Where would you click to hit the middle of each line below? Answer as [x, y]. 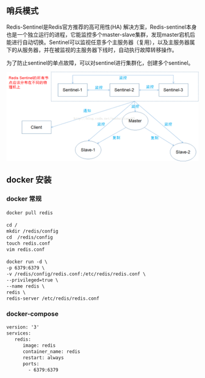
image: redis [39, 346]
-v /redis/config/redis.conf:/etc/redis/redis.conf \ [76, 274]
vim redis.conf [26, 250]
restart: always [43, 358]
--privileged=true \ [33, 280]
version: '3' [23, 327]
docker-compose [33, 314]
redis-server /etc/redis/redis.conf [53, 298]
